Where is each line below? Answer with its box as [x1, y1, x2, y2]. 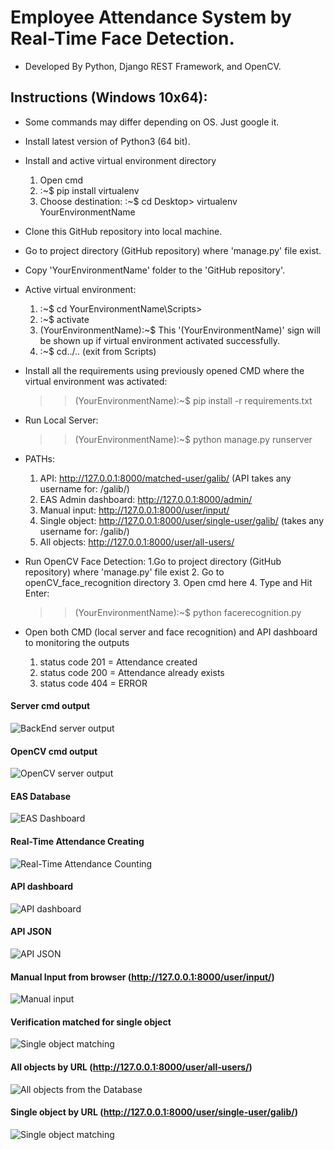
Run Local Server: [24, 414, 99, 426]
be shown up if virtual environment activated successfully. [39, 334, 281, 346]
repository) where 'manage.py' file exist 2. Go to [24, 566, 225, 578]
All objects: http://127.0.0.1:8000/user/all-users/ [39, 536, 235, 548]
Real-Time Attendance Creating [10, 835, 145, 847]
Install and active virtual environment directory [24, 154, 217, 166]
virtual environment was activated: [24, 375, 168, 387]
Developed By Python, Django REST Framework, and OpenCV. [24, 60, 282, 72]
